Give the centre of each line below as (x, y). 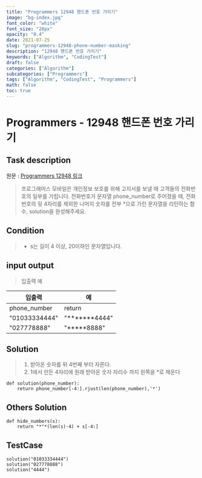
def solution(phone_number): (43, 383)
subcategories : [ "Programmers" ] (47, 74)
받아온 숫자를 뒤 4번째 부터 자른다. (70, 365)
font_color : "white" (32, 23)
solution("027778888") (35, 464)
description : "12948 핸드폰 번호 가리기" (54, 51)
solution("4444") (28, 470)
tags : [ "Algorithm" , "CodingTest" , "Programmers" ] (71, 79)
